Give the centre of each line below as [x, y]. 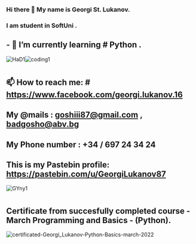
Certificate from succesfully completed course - [98, 211]
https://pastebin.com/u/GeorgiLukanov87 [86, 174]
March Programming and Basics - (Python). [89, 220]
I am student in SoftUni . [42, 25]
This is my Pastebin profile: [58, 165]
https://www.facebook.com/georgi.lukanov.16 [95, 95]
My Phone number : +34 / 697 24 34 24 [81, 145]
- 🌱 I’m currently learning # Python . [74, 45]
